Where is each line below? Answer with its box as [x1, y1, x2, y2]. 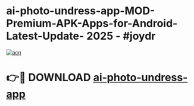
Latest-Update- [6, 30, 85, 43]
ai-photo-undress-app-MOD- [6, 4, 155, 18]
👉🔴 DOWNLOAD [6, 71, 91, 84]
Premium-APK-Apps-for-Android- [6, 17, 178, 30]
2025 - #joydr [86, 30, 156, 43]
